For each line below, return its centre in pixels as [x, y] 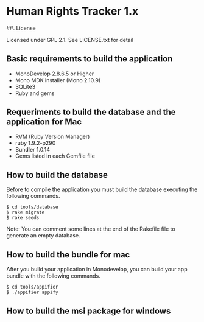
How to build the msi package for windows [89, 311]
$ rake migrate [26, 212]
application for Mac [44, 122]
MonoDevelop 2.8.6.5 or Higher [55, 74]
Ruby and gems [35, 93]
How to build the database [57, 175]
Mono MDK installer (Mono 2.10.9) [58, 80]
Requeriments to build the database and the [91, 112]
